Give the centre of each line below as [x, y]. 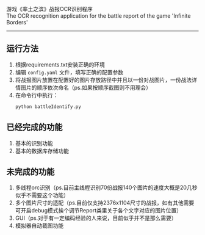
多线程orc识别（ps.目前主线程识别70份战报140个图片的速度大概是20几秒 [106, 187]
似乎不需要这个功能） [42, 195]
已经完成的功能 [34, 127]
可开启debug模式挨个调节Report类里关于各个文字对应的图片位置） [98, 211]
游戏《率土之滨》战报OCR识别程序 [49, 9]
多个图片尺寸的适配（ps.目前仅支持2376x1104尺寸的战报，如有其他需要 [105, 203]
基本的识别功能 [34, 143]
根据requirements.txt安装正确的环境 [60, 64]
